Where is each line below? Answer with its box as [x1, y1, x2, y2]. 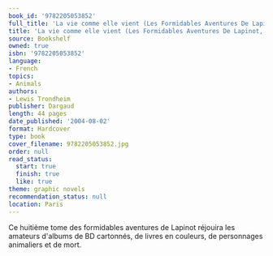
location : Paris [8, 200, 63, 208]
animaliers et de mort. [8, 240, 82, 250]
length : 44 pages [8, 110, 67, 118]
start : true [15, 163, 57, 171]
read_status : [8, 155, 53, 163]
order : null [8, 147, 49, 156]
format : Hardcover [8, 125, 71, 133]
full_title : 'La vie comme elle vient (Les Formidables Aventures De [8, 19, 249, 28]
